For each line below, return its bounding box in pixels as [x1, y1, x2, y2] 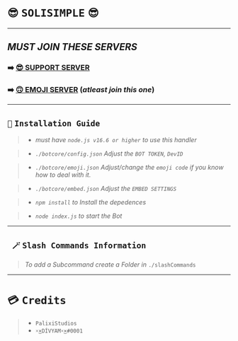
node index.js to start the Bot [35, 212, 123, 220]
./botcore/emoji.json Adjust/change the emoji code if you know [35, 163, 225, 172]
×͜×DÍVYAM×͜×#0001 [35, 328, 84, 335]
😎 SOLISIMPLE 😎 [7, 6, 99, 20]
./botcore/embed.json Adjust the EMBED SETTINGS [35, 185, 177, 193]
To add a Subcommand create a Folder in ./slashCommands [24, 260, 196, 269]
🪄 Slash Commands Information [11, 240, 147, 250]
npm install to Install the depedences [35, 198, 147, 207]
